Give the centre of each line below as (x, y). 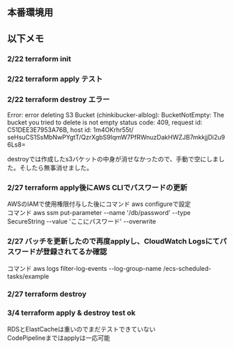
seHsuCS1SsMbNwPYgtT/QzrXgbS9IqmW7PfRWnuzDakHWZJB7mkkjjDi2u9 (116, 137)
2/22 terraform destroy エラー (58, 99)
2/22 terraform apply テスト (55, 79)
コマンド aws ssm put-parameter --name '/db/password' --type (99, 213)
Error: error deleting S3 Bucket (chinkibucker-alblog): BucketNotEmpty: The (116, 114)
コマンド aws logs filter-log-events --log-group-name (85, 268)
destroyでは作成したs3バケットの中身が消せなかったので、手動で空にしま (113, 158)
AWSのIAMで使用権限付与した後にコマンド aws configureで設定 (99, 204)
